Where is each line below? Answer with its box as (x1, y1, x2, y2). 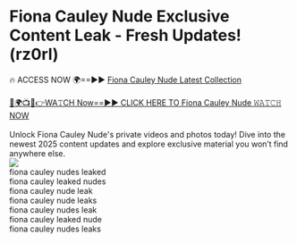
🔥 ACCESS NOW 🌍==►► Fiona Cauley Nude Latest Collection (9, 74, 242, 85)
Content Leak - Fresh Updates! (9, 25, 242, 46)
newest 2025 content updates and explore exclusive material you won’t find (9, 138, 289, 149)
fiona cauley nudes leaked (9, 166, 106, 177)
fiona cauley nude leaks (9, 195, 98, 205)
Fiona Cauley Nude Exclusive (9, 6, 230, 27)
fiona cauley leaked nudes (9, 176, 106, 187)
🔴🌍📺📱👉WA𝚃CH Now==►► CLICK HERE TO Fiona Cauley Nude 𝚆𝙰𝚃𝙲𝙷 (9, 96, 282, 108)
